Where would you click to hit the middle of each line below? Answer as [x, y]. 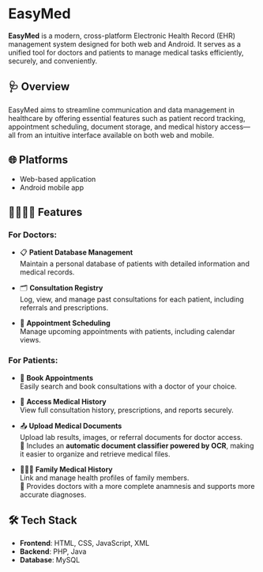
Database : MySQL [50, 560]
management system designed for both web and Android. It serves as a [124, 44]
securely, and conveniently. [53, 61]
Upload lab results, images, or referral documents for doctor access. [131, 437]
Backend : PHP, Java [53, 551]
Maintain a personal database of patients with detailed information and [135, 264]
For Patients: [33, 361]
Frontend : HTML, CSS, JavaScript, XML [85, 544]
